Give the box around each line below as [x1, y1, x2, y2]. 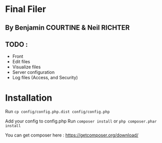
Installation [5, 92, 53, 103]
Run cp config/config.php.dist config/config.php [5, 109, 110, 115]
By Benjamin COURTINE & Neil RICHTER [5, 23, 130, 32]
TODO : [5, 40, 28, 48]
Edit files [12, 59, 31, 65]
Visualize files [12, 64, 41, 70]
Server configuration [12, 69, 55, 75]
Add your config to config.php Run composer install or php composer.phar [5, 118, 157, 124]
